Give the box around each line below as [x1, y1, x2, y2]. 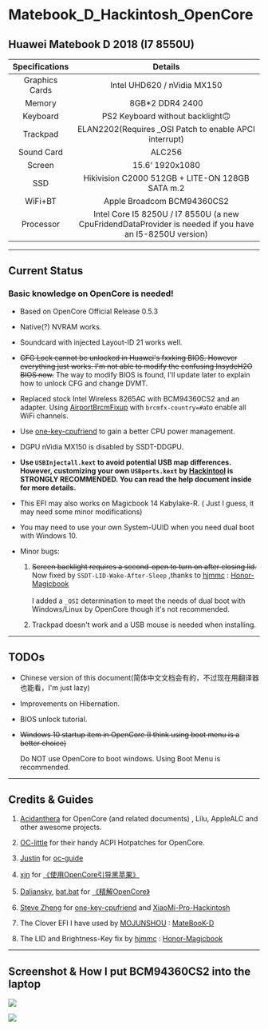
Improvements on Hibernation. [19, 698, 120, 709]
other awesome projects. [19, 822, 102, 832]
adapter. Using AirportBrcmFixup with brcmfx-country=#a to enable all [19, 402, 246, 412]
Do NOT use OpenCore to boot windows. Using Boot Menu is [19, 753, 221, 763]
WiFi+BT [25, 196, 57, 206]
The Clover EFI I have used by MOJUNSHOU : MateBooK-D [19, 918, 215, 928]
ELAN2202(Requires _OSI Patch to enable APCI [77, 124, 255, 134]
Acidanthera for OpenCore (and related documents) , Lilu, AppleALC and [19, 814, 258, 824]
